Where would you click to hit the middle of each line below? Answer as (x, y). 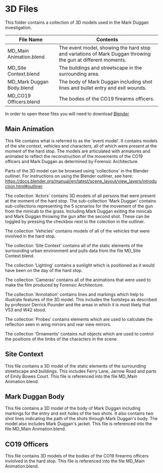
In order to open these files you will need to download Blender (67, 114)
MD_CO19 (19, 96)
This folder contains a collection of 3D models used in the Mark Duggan (77, 22)
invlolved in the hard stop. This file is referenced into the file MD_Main (75, 461)
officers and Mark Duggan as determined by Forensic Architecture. (72, 161)
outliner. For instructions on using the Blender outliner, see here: (69, 176)
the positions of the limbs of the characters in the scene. (61, 339)
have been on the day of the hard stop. (44, 270)
